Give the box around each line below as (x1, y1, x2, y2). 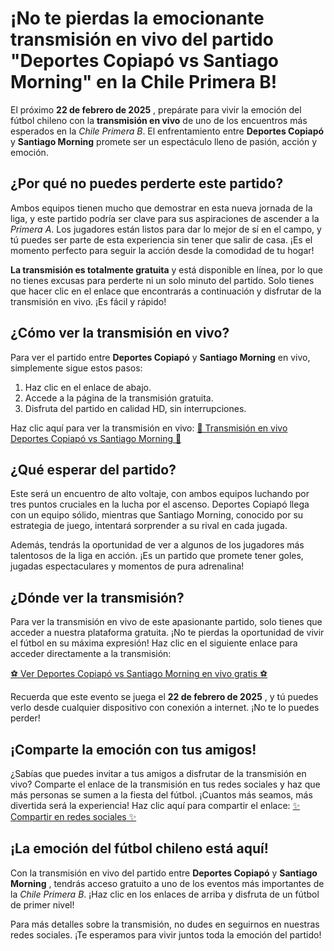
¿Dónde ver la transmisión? (10, 589, 185, 606)
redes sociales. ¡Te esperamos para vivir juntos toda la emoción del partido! (10, 928, 322, 941)
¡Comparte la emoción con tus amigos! (10, 741, 257, 758)
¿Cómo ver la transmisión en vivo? (10, 325, 230, 342)
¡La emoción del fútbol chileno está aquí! (10, 840, 269, 857)
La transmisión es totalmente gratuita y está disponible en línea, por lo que (10, 263, 323, 276)
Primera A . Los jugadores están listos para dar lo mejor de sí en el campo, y (10, 223, 322, 235)
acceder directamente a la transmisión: (10, 648, 172, 660)
